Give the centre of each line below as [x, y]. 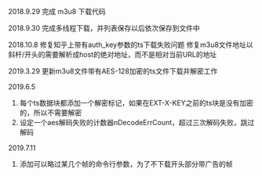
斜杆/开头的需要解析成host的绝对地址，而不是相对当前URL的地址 [113, 54]
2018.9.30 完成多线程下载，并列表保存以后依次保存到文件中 [104, 28]
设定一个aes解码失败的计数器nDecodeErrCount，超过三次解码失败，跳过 [137, 122]
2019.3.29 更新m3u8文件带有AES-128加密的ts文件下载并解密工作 [113, 71]
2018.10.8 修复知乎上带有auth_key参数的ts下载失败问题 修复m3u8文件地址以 [131, 45]
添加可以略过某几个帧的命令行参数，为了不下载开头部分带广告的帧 [126, 164]
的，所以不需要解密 [51, 113]
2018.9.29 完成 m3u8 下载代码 [57, 11]
